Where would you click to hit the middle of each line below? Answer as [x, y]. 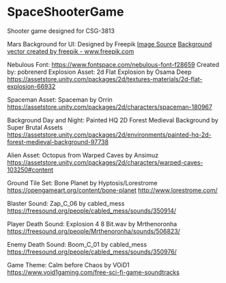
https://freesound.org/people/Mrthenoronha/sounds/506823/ [94, 231]
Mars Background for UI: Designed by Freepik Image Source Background [110, 44]
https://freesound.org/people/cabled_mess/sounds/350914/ [91, 211]
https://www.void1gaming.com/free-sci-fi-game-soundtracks [93, 272]
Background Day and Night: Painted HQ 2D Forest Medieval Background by [113, 120]
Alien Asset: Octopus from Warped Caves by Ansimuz [83, 155]
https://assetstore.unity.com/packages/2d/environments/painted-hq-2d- [109, 135]
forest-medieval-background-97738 [58, 141]
